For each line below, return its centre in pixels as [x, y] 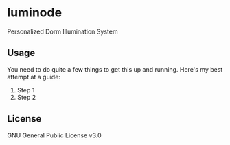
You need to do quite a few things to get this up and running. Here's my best [115, 69]
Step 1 [26, 90]
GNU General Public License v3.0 [54, 135]
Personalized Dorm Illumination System [62, 31]
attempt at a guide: [34, 77]
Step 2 [26, 97]
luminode [35, 13]
